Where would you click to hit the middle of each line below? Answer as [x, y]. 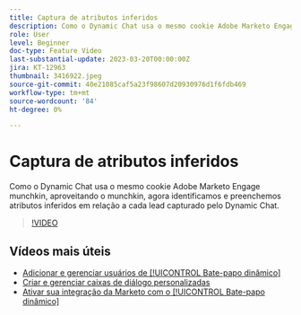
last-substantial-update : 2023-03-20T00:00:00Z [100, 59]
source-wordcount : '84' [54, 101]
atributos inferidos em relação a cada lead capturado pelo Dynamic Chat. [144, 206]
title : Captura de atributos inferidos [84, 17]
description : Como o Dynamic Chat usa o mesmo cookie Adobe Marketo [140, 26]
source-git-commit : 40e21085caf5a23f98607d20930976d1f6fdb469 [128, 84]
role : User [30, 34]
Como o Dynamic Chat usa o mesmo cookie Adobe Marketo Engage [135, 187]
